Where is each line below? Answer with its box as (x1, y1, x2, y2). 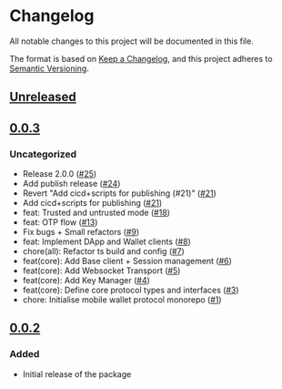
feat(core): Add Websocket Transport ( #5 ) (22, 265, 181, 276)
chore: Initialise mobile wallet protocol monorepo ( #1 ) (22, 294, 222, 305)
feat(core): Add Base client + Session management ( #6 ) (22, 256, 232, 267)
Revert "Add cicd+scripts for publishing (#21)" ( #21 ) (22, 188, 217, 199)
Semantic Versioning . (9, 63, 89, 74)
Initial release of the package (22, 368, 132, 379)
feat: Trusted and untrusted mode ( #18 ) (22, 207, 171, 219)
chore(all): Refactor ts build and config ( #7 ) (22, 246, 185, 257)
